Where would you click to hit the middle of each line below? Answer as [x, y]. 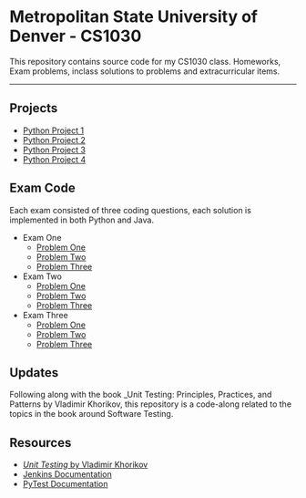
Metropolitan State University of [133, 17]
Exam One [42, 237]
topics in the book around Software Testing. [92, 414]
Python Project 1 [53, 130]
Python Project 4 [54, 159]
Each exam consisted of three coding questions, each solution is [131, 210]
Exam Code [42, 188]
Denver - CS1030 [76, 36]
